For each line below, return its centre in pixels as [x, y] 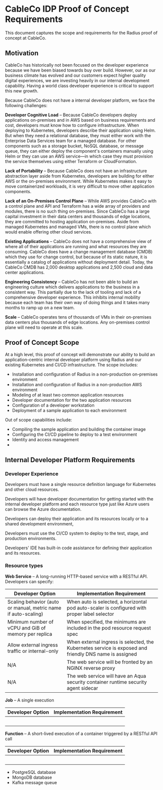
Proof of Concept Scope [42, 343]
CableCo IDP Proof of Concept [67, 9]
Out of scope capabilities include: [39, 420]
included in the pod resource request [109, 628]
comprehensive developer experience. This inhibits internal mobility [73, 297]
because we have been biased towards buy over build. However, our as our [80, 70]
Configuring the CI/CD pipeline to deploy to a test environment [74, 434]
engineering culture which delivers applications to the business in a [72, 287]
